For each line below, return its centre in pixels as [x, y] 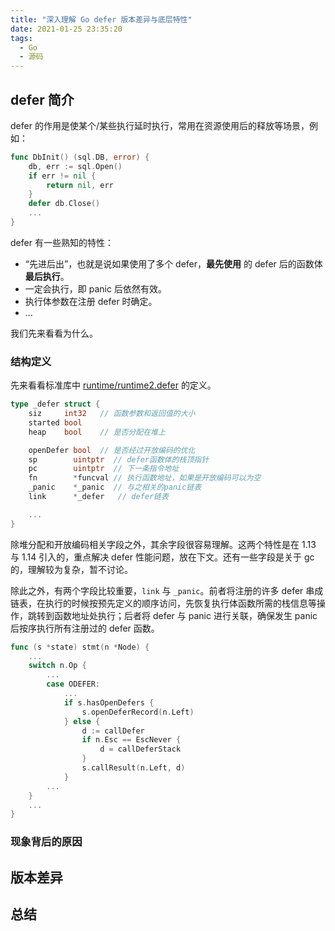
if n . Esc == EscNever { [131, 740]
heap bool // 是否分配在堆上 [97, 432]
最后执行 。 [47, 276]
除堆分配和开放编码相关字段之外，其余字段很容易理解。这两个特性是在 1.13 [163, 544]
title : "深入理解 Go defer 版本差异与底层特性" [101, 19]
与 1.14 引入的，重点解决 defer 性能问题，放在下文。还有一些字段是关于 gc [162, 557]
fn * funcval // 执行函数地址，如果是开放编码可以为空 [145, 478]
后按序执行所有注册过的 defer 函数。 [85, 628]
